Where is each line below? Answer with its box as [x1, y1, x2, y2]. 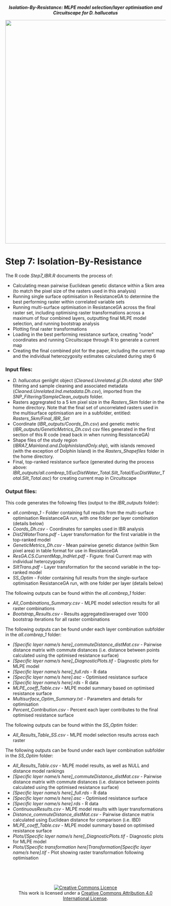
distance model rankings [12, 768, 65, 774]
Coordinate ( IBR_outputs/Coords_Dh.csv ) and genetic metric [12, 421, 140, 427]
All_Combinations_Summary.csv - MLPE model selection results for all [12, 600, 160, 606]
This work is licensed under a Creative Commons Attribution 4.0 [18, 890, 153, 896]
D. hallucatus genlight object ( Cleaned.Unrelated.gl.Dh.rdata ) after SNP [12, 378, 163, 384]
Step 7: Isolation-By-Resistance [5, 255, 142, 267]
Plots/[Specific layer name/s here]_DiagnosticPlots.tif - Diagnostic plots [12, 833, 164, 839]
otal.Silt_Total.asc [12, 475, 50, 481]
